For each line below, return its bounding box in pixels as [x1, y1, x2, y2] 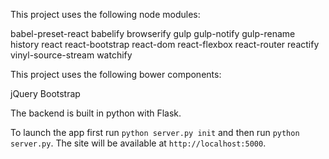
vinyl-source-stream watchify [10, 49, 133, 61]
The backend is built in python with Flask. [10, 107, 182, 119]
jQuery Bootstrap [10, 88, 81, 99]
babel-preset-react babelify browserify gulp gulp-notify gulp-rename [10, 28, 296, 39]
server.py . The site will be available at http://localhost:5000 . [10, 137, 267, 149]
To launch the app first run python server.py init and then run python [10, 127, 300, 138]
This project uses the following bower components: [10, 69, 222, 80]
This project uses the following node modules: [10, 9, 201, 20]
